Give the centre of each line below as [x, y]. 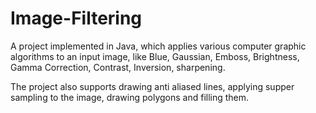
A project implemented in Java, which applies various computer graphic [158, 46]
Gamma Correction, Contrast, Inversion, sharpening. [118, 67]
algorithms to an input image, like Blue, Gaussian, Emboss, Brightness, [155, 56]
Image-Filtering [76, 18]
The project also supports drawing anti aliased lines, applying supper [152, 86]
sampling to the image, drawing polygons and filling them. [130, 97]
